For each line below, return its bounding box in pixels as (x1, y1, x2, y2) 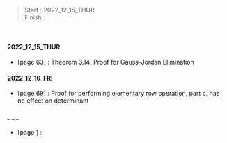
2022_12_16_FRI (7, 74, 54, 82)
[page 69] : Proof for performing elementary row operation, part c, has (17, 90, 220, 98)
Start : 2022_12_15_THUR (24, 6, 95, 14)
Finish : (24, 13, 45, 22)
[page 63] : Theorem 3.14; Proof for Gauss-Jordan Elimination (17, 58, 194, 67)
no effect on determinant (17, 96, 89, 105)
